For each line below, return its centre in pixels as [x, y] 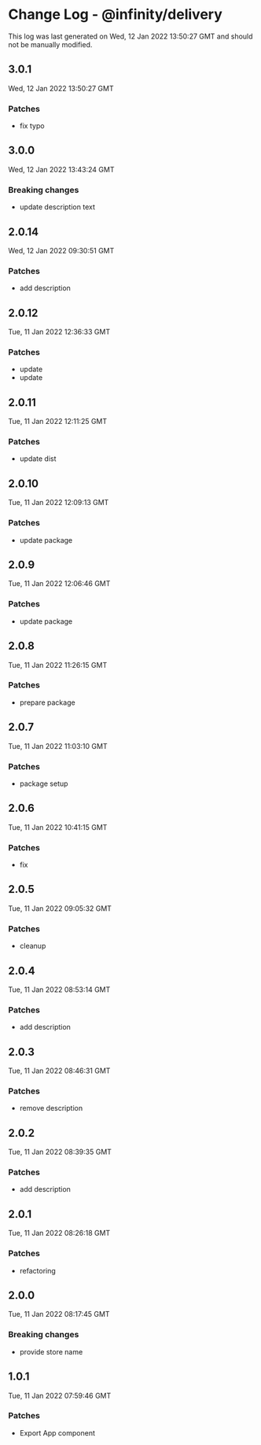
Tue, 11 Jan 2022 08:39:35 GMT [60, 1152]
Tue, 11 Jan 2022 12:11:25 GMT [58, 422]
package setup [44, 783]
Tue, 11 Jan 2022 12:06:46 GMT [59, 584]
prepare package [48, 702]
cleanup [33, 946]
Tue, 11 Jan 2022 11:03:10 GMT [58, 746]
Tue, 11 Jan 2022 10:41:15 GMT [58, 827]
